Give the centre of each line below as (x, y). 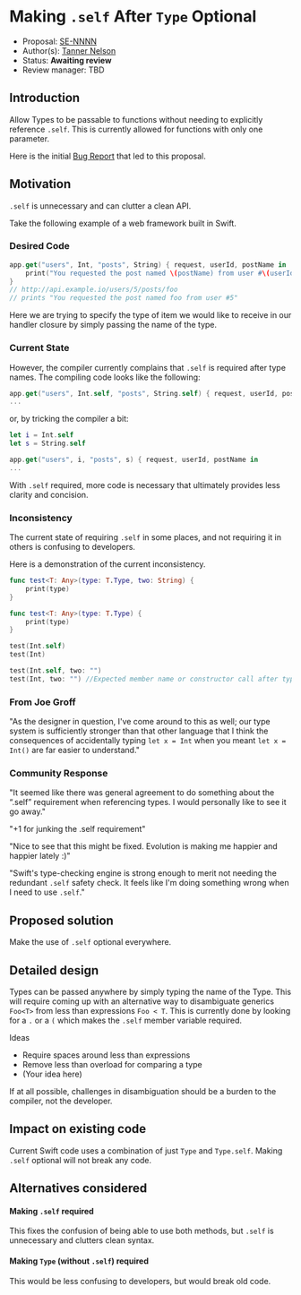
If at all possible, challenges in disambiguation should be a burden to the (143, 1092)
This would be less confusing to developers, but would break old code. (140, 1281)
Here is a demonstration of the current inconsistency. (107, 564)
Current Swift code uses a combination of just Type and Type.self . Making (146, 1150)
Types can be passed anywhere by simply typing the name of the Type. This (150, 992)
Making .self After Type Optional (133, 17)
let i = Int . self (42, 435)
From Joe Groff (43, 702)
